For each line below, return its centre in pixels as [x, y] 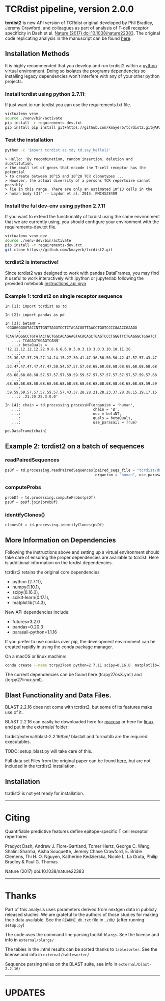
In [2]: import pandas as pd [35, 315]
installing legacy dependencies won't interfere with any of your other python [82, 76]
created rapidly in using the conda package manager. [59, 647]
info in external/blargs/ [29, 940]
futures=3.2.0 [26, 621]
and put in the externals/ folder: [37, 727]
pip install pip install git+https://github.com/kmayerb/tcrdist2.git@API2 [84, 127]
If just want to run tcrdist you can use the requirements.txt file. [68, 105]
